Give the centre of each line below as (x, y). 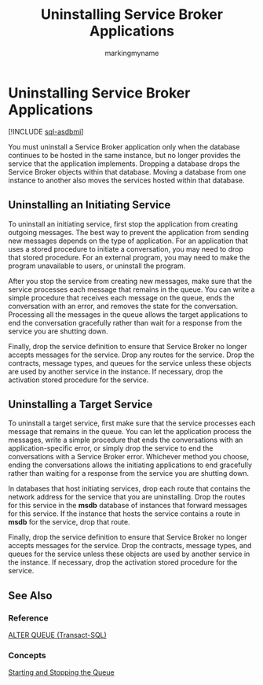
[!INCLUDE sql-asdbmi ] (46, 131)
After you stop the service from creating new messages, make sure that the (130, 281)
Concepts (27, 655)
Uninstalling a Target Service (80, 404)
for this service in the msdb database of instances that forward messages (128, 506)
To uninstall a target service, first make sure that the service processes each (132, 423)
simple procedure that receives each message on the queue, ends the (121, 297)
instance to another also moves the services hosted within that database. (126, 180)
